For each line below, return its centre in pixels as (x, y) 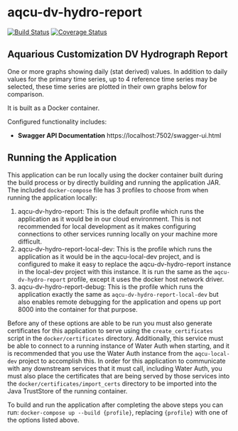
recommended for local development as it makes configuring (107, 226)
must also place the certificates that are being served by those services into (119, 376)
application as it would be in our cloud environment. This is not (109, 219)
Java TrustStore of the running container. (67, 391)
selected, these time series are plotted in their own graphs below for (107, 87)
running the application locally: (53, 197)
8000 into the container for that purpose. (77, 309)
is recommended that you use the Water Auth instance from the (100, 353)
